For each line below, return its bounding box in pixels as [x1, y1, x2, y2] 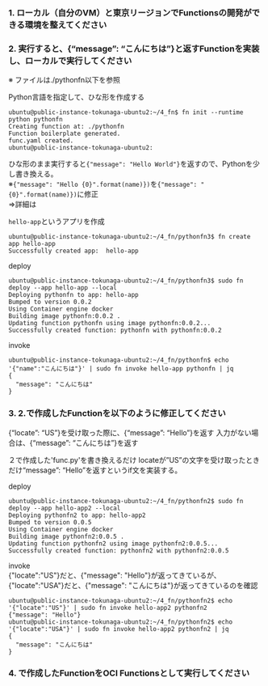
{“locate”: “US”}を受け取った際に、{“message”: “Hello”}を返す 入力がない [8, 427, 252, 438]
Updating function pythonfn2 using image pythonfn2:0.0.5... [8, 540, 219, 548]
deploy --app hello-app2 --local [8, 504, 121, 512]
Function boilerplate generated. [8, 129, 121, 138]
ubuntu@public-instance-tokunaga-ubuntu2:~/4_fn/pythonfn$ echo [8, 356, 229, 365]
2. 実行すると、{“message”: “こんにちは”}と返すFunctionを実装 [8, 43, 260, 54]
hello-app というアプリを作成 [8, 217, 105, 227]
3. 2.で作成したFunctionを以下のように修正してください [8, 408, 226, 419]
